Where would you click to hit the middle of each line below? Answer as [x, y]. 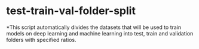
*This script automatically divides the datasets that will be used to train [94, 27]
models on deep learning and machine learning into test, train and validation [100, 33]
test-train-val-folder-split [71, 11]
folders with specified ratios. [41, 40]
